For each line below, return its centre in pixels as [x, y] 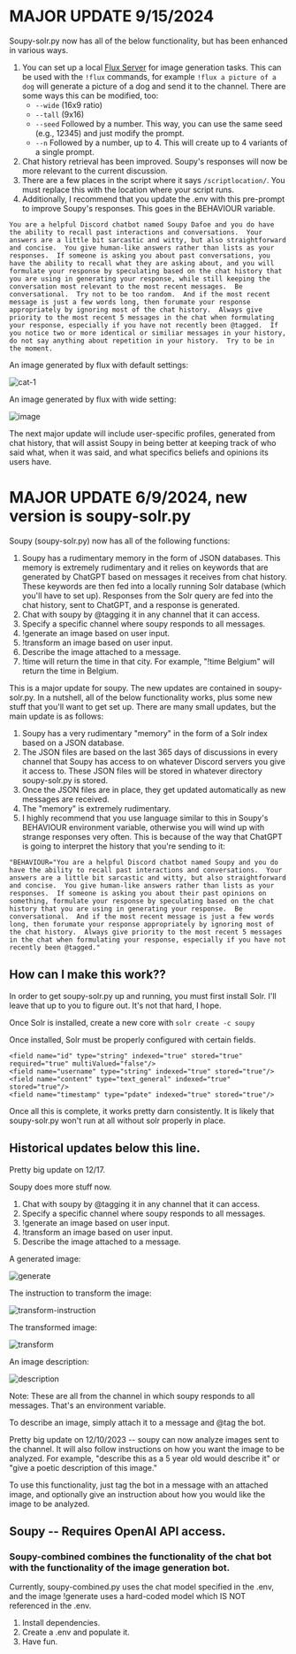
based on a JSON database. [73, 742]
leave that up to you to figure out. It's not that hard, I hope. [115, 1005]
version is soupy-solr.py [100, 516]
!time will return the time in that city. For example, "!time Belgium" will [148, 661]
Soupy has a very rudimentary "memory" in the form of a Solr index [144, 733]
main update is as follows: [57, 716]
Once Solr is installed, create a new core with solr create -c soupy [132, 1022]
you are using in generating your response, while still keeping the [140, 279]
